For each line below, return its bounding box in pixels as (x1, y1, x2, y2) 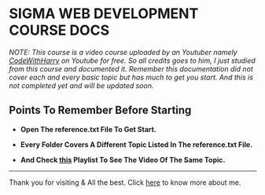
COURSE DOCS (9, 21, 109, 39)
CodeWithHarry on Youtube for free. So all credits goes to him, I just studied (9, 56, 256, 65)
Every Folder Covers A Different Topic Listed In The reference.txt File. (20, 139, 253, 149)
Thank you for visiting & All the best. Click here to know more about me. (9, 178, 241, 187)
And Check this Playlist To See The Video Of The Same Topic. (20, 155, 226, 164)
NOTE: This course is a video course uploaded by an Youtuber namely (9, 47, 238, 57)
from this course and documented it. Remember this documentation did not (9, 64, 254, 73)
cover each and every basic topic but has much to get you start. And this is (9, 72, 254, 82)
